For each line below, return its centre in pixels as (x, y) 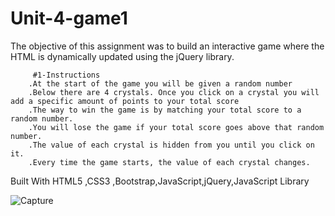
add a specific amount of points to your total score (125, 101)
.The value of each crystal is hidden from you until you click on (171, 145)
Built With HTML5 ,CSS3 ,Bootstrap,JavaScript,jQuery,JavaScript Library (160, 181)
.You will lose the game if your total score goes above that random (176, 127)
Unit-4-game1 (69, 18)
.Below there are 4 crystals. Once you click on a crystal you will (174, 92)
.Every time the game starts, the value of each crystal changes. (169, 162)
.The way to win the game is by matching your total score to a (165, 110)
